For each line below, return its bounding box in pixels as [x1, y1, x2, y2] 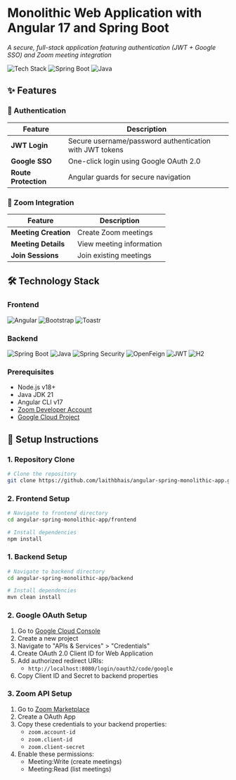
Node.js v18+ [17, 383, 56, 391]
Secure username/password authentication [67, 136, 211, 146]
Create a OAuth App [17, 712, 76, 721]
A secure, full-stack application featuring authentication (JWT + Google [7, 43, 216, 51]
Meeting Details [11, 239, 65, 249]
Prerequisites [7, 367, 54, 377]
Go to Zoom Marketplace [17, 705, 90, 713]
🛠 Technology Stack [7, 275, 100, 287]
